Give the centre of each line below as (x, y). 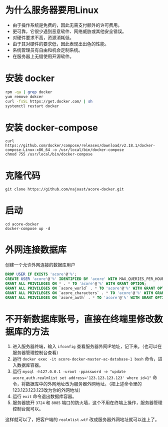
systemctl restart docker (32, 106)
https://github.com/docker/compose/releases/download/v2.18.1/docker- (80, 145)
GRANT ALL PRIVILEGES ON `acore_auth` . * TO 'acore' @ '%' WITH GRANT (79, 297)
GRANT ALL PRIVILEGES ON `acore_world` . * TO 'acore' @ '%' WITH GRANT (80, 288)
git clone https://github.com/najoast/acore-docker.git (64, 189)
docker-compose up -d (28, 229)
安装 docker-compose (52, 127)
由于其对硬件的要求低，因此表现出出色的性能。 (60, 43)
